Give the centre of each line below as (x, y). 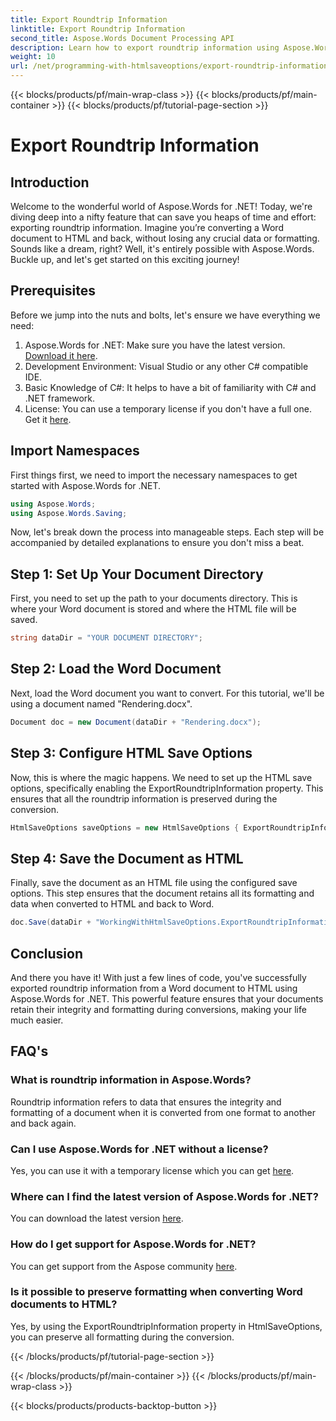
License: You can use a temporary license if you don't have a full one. (168, 408)
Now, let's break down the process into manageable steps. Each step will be (167, 532)
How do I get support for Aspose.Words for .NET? (133, 1244)
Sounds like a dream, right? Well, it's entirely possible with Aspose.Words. (162, 249)
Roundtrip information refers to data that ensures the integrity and (146, 1102)
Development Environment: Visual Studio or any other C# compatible (166, 366)
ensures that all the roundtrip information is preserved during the (144, 798)
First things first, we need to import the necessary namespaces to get (154, 475)
